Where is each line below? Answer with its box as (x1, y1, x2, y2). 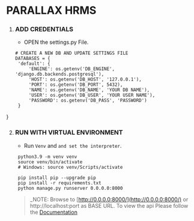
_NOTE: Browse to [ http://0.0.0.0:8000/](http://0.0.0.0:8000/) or (29, 196, 189, 203)
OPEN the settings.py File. (23, 38, 89, 46)
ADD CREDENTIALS (14, 25, 74, 34)
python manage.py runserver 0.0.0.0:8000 (17, 185, 123, 191)
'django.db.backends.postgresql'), (14, 71, 105, 77)
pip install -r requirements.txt (17, 180, 102, 186)
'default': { (17, 61, 50, 67)
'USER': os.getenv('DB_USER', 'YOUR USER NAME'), (28, 92, 156, 98)
